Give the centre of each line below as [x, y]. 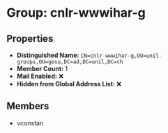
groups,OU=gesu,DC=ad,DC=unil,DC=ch [70, 62]
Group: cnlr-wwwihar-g [76, 13]
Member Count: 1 [42, 69]
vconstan [30, 123]
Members [28, 106]
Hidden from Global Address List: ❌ [69, 84]
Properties [30, 39]
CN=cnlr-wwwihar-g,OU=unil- [121, 56]
